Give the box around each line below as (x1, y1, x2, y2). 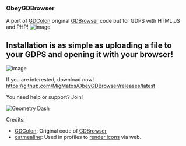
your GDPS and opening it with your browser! (6, 49, 174, 59)
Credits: (6, 116, 25, 123)
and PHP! (6, 23, 29, 30)
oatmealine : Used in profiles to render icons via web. (14, 134, 142, 141)
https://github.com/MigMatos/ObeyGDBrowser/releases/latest (6, 83, 156, 90)
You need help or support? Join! (6, 94, 83, 101)
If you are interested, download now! (6, 76, 94, 83)
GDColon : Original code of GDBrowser (14, 127, 107, 134)
